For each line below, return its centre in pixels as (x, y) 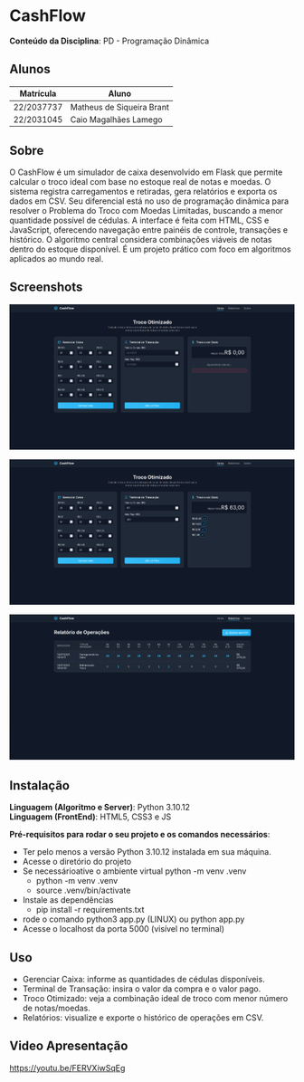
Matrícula (38, 94)
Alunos (30, 69)
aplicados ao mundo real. (57, 259)
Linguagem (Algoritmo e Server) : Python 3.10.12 (100, 808)
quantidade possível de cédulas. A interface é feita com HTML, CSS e (139, 220)
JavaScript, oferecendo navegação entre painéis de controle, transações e (148, 230)
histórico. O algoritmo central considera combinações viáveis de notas (141, 240)
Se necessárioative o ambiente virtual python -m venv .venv (134, 871)
